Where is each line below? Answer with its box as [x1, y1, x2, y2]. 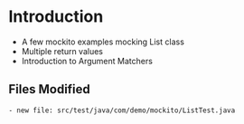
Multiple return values [21, 45, 103, 56]
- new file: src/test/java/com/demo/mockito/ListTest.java [8, 106, 236, 115]
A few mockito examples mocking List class [21, 36, 184, 47]
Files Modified [8, 81, 91, 97]
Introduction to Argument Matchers [21, 55, 153, 66]
